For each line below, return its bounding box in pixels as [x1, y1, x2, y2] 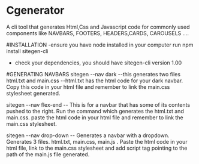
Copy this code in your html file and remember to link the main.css [6, 83, 170, 90]
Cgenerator [6, 4, 65, 17]
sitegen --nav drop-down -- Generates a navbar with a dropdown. [6, 132, 170, 139]
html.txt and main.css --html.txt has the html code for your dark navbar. [6, 77, 183, 84]
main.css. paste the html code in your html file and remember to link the [6, 114, 184, 121]
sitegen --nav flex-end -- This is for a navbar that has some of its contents [6, 101, 191, 108]
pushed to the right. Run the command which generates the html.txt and [6, 107, 184, 115]
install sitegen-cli [6, 47, 49, 54]
